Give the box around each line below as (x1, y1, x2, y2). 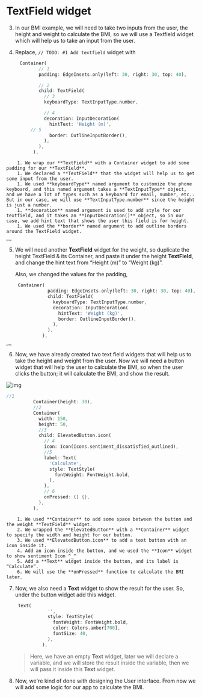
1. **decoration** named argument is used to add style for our (17, 208, 182, 214)
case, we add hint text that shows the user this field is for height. (6, 218, 189, 224)
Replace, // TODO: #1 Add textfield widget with (14, 48, 136, 55)
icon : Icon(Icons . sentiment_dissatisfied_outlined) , (44, 444, 179, 450)
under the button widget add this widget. (14, 591, 116, 598)
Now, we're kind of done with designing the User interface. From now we (14, 677, 196, 684)
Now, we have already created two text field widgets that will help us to (14, 351, 192, 358)
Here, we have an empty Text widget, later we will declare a (29, 652, 179, 660)
